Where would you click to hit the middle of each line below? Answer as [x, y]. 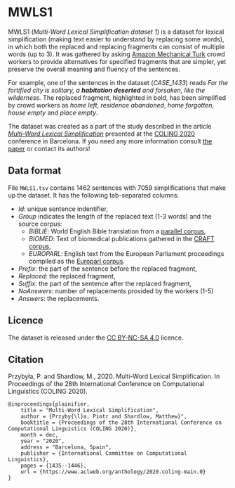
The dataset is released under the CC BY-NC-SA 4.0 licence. [96, 338]
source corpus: [40, 224]
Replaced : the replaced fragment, [67, 276]
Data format [35, 171]
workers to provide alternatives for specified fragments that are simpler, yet [117, 61]
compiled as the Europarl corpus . [77, 261]
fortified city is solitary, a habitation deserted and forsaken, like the [107, 90]
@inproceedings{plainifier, [49, 404]
